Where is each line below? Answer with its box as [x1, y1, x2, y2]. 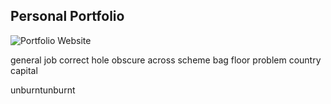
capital [10, 64, 38, 76]
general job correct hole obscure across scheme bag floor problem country [10, 54, 322, 66]
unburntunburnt [10, 84, 76, 96]
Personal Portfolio [10, 8, 125, 25]
